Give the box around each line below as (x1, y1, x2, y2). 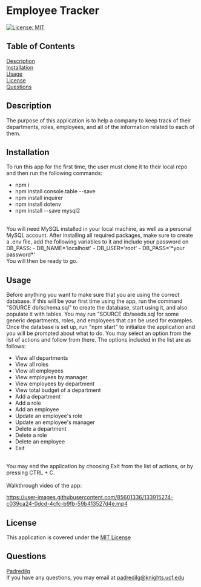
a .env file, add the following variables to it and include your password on (6, 238, 189, 245)
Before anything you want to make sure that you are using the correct (6, 291, 180, 299)
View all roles (15, 361, 49, 368)
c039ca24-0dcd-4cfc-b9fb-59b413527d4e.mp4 (6, 500, 128, 508)
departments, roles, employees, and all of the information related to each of (6, 123, 195, 130)
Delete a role (15, 431, 47, 439)
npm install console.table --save (15, 188, 96, 195)
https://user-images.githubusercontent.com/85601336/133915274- (6, 494, 174, 501)
